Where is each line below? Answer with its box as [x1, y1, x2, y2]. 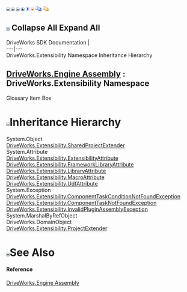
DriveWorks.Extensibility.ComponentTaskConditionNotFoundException [6, 192, 181, 200]
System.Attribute [6, 148, 48, 155]
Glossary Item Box [6, 94, 52, 102]
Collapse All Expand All [11, 23, 100, 33]
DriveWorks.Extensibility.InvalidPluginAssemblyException [6, 205, 149, 213]
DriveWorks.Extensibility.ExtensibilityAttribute [6, 154, 119, 162]
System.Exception [6, 186, 51, 193]
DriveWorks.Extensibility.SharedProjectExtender [6, 141, 125, 149]
